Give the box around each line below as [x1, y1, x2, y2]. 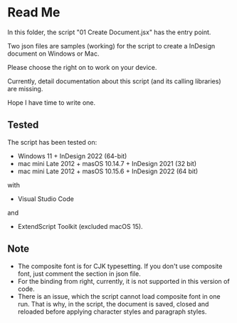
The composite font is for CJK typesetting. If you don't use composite [17, 262, 223, 270]
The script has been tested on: [7, 138, 98, 146]
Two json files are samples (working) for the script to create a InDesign [7, 41, 216, 50]
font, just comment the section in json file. [17, 269, 141, 278]
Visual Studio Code [17, 194, 75, 203]
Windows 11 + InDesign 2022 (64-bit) [17, 151, 127, 160]
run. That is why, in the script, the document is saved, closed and [17, 299, 209, 308]
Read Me [7, 4, 60, 21]
